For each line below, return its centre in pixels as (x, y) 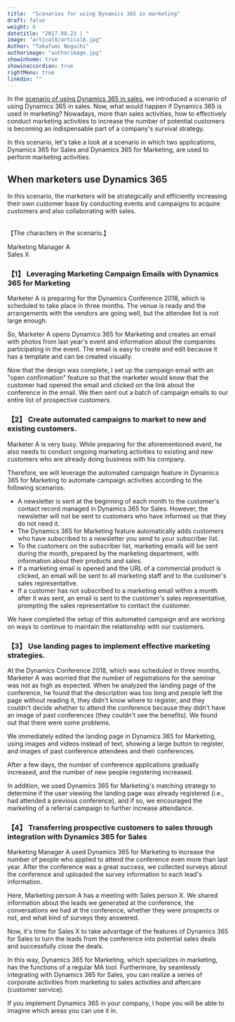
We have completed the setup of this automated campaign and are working (116, 619)
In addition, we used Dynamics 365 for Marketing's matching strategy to (112, 786)
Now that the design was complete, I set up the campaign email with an (110, 370)
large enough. (27, 321)
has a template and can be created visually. (70, 357)
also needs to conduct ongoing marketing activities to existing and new (110, 451)
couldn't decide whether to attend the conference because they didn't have (116, 708)
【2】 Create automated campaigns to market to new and (107, 419)
